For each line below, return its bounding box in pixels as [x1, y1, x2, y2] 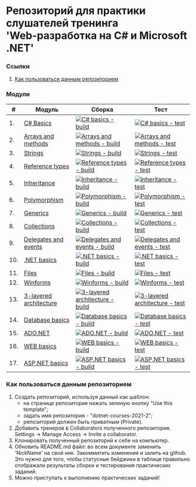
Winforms [24, 278, 51, 286]
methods [24, 139, 48, 148]
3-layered [24, 291, 52, 300]
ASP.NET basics [24, 359, 69, 367]
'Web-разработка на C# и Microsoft [6, 29, 188, 42]
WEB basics [24, 342, 57, 350]
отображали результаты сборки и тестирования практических [14, 462, 171, 469]
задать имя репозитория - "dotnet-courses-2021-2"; [23, 412, 153, 419]
